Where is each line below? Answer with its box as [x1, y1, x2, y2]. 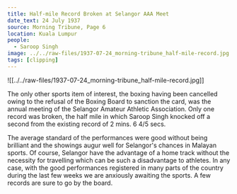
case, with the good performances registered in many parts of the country [7, 164, 224, 172]
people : [7, 37, 30, 44]
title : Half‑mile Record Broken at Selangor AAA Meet [7, 10, 170, 18]
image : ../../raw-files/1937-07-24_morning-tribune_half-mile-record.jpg [7, 50, 230, 57]
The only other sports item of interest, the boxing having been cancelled [7, 89, 218, 98]
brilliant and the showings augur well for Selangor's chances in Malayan [7, 141, 217, 149]
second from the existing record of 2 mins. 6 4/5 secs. [7, 120, 166, 128]
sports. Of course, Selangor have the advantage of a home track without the [7, 148, 230, 156]
